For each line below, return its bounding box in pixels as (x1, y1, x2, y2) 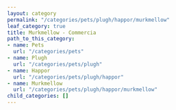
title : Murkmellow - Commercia (7, 29, 97, 36)
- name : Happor (7, 67, 51, 74)
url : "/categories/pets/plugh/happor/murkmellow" (13, 86, 158, 93)
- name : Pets (7, 42, 45, 49)
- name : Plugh (7, 55, 48, 61)
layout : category (7, 10, 57, 17)
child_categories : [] (7, 93, 69, 100)
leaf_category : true (7, 23, 66, 29)
